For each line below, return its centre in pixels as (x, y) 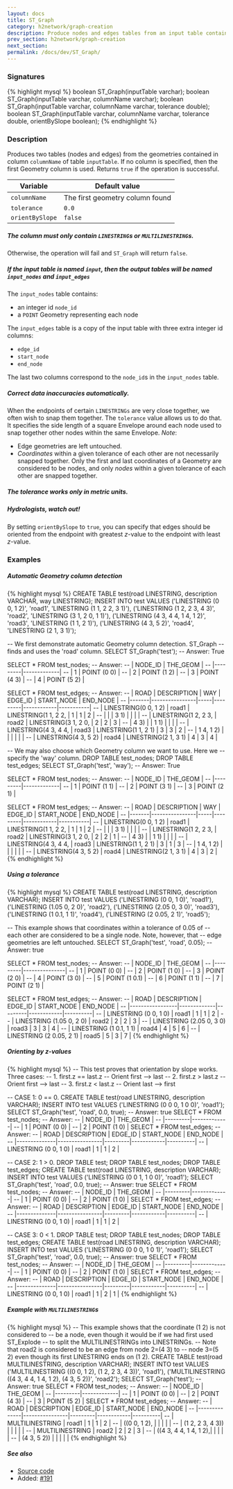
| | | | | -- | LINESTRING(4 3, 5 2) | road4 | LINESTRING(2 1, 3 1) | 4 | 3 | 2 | (112, 851)
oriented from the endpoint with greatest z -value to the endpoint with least (114, 534)
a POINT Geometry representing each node (78, 315)
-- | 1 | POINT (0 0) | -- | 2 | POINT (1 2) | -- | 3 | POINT (141, 672)
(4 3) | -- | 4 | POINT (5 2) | (46, 679)
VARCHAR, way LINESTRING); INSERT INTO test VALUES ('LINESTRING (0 (113, 600)
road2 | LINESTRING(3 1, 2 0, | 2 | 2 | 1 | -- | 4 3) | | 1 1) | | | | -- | (98, 836)
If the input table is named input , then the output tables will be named (110, 269)
